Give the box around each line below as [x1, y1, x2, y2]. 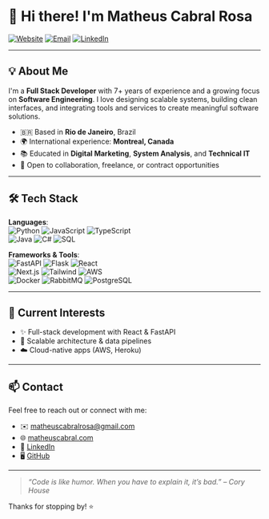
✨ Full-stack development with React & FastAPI [19, 327, 176, 337]
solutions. [8, 112, 41, 121]
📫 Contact [8, 380, 64, 394]
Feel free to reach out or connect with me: [8, 405, 147, 416]
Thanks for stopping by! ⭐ [8, 501, 94, 512]
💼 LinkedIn [19, 442, 55, 452]
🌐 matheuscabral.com [19, 433, 94, 443]
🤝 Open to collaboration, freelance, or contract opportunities [19, 160, 220, 169]
